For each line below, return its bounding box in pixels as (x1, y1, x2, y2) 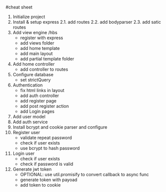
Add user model (12, 114, 46, 119)
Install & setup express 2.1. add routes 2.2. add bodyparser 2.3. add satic (12, 19, 161, 25)
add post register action (20, 103, 69, 109)
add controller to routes (20, 66, 68, 72)
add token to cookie (20, 182, 61, 188)
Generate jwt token (12, 166, 52, 172)
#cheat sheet (5, 4, 33, 10)
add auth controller (20, 93, 59, 98)
